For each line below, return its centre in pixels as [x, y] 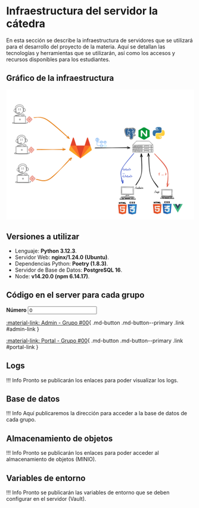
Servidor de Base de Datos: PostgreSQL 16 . [69, 270]
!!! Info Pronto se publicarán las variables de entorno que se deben [88, 492]
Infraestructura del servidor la [82, 11]
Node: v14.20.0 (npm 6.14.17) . [52, 276]
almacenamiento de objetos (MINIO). [51, 460]
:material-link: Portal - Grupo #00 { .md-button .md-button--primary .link [95, 340]
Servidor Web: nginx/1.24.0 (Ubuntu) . [62, 257]
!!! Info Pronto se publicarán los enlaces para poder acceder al [83, 453]
